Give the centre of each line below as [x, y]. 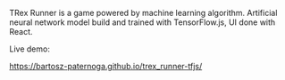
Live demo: [30, 49]
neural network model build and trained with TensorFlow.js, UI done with [142, 22]
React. [21, 32]
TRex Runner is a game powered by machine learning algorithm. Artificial [143, 13]
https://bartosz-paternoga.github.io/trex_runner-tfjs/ [106, 66]
